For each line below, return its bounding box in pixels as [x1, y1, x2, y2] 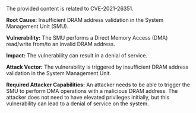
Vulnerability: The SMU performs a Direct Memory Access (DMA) [6, 34, 168, 41]
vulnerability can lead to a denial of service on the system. [6, 100, 149, 107]
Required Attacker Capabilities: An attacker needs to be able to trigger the [6, 81, 190, 88]
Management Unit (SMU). [6, 23, 69, 30]
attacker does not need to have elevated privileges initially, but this [6, 94, 170, 101]
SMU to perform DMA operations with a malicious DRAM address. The [6, 88, 178, 94]
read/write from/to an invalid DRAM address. [6, 41, 116, 47]
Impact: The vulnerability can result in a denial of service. [6, 52, 147, 59]
